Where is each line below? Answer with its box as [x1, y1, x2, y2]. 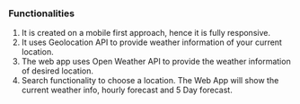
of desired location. [21, 65, 93, 76]
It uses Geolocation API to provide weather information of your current [21, 37, 282, 48]
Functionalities [8, 7, 75, 20]
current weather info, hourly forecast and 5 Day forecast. [21, 84, 233, 96]
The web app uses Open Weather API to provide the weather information [21, 56, 291, 67]
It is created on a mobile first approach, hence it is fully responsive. [21, 28, 271, 39]
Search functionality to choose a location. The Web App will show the [21, 75, 279, 86]
